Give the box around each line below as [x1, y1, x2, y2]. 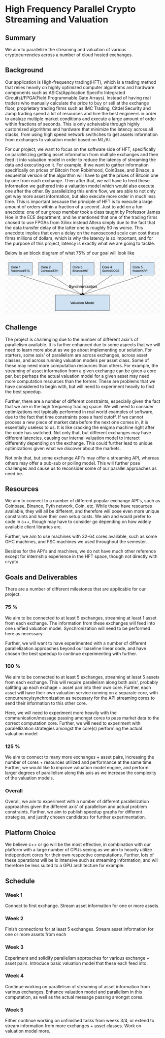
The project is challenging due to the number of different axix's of [5, 336, 139, 342]
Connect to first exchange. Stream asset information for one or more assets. [5, 903, 160, 908]
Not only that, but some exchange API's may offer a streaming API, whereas [5, 454, 159, 461]
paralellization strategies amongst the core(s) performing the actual [5, 725, 142, 731]
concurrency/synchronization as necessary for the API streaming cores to [5, 695, 155, 701]
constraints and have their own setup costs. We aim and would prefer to [5, 514, 151, 519]
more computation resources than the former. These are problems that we [5, 378, 156, 384]
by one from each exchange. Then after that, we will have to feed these [5, 177, 150, 183]
